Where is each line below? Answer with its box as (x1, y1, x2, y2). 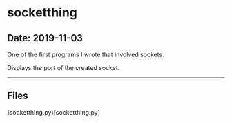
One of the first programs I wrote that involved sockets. (7, 50, 164, 58)
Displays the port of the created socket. (7, 64, 120, 71)
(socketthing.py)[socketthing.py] (7, 108, 100, 116)
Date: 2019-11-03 (7, 32, 83, 44)
